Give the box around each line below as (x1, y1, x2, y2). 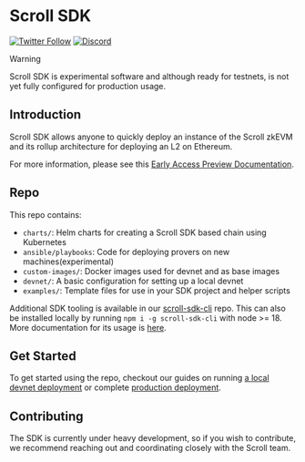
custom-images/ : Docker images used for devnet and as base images (22, 265, 280, 276)
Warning (9, 53, 41, 64)
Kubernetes (22, 236, 66, 247)
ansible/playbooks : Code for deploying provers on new (22, 246, 230, 257)
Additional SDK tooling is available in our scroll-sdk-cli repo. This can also (9, 303, 287, 313)
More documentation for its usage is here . (9, 322, 167, 333)
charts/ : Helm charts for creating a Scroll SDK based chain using (22, 227, 267, 238)
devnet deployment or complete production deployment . (9, 382, 221, 393)
